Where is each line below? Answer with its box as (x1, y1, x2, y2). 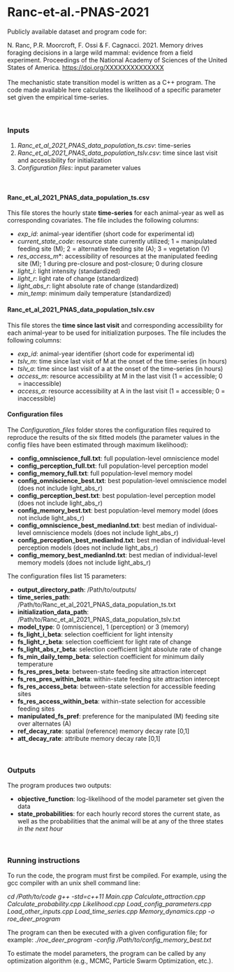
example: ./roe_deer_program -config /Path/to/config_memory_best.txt (7, 936, 212, 944)
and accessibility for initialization (17, 156, 112, 165)
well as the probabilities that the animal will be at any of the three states (17, 817, 224, 826)
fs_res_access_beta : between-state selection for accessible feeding (17, 682, 216, 690)
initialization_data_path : (17, 607, 89, 616)
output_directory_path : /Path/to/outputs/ (17, 585, 137, 594)
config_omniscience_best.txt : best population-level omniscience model (17, 476, 227, 485)
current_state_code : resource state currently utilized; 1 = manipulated (17, 237, 217, 246)
